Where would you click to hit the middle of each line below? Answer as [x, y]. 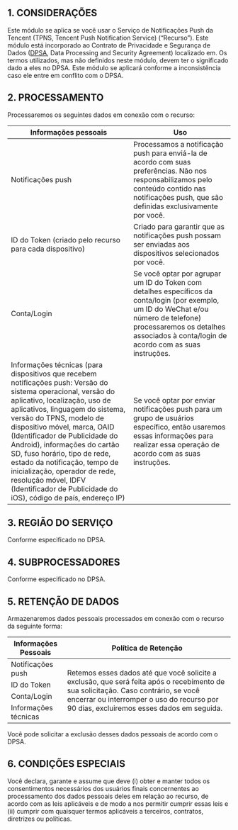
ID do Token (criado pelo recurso [66, 240]
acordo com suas [162, 162]
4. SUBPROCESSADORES [64, 562]
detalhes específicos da [173, 291]
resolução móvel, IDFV [49, 480]
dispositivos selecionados [176, 253]
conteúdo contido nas [170, 189]
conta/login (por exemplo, [176, 300]
